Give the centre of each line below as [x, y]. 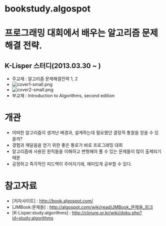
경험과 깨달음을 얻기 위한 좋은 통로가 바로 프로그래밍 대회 [67, 145]
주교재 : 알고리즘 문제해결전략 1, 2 [45, 79]
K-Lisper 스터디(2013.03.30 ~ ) [53, 66]
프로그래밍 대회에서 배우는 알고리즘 [72, 33]
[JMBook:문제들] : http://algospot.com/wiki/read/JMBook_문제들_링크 [82, 207]
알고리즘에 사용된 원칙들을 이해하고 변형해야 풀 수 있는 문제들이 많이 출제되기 [87, 151]
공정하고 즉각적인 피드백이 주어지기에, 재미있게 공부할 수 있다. [72, 164]
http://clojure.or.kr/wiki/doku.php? [107, 213]
